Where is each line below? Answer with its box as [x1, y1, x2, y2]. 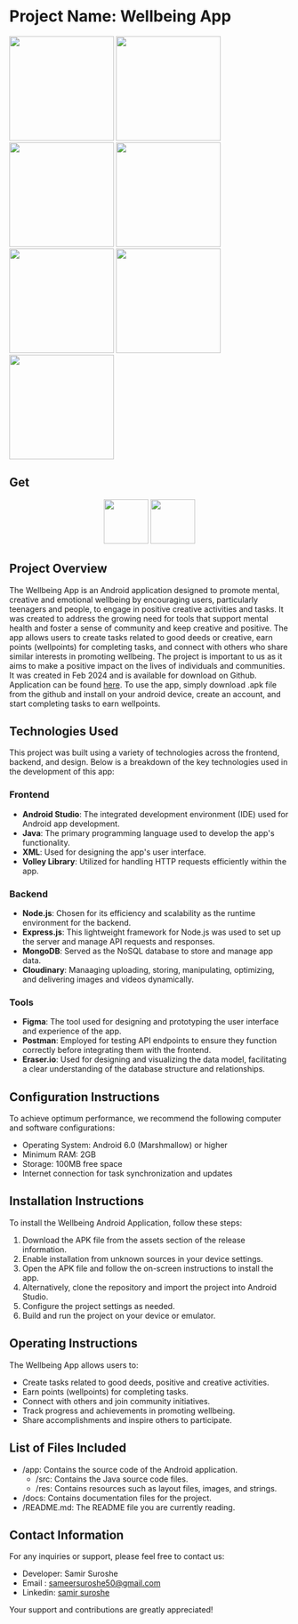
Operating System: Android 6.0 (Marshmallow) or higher [21, 1140, 229, 1151]
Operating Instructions [9, 1336, 138, 1351]
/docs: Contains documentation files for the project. [21, 1492, 212, 1503]
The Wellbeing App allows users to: [9, 1359, 139, 1371]
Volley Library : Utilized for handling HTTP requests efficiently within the [21, 856, 287, 866]
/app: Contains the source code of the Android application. [21, 1464, 238, 1475]
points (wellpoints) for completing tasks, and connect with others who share [9, 641, 288, 652]
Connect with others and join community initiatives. [21, 1395, 211, 1406]
